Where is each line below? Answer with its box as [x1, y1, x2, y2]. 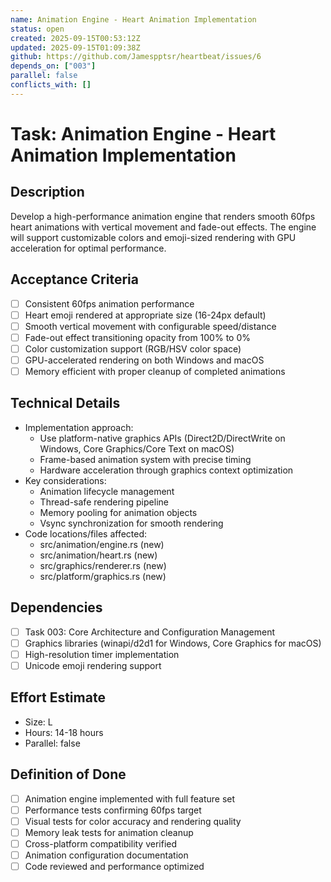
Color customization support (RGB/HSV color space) [24, 342, 242, 355]
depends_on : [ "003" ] [10, 61, 97, 71]
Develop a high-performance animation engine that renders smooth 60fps [10, 210, 316, 222]
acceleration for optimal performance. [10, 242, 167, 254]
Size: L [24, 716, 53, 728]
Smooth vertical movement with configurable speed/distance [24, 320, 277, 332]
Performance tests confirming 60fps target [24, 804, 202, 816]
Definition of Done [10, 766, 127, 783]
